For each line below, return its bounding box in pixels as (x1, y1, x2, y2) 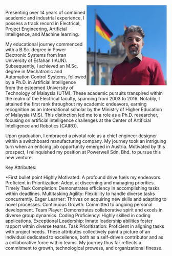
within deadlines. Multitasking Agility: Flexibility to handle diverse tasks (5, 190, 155, 197)
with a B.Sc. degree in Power (5, 47, 67, 53)
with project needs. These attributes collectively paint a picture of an (5, 229, 150, 234)
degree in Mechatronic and (5, 69, 62, 74)
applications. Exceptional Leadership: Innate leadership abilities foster (5, 218, 153, 224)
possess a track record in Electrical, (5, 20, 81, 26)
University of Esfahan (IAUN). (5, 57, 68, 63)
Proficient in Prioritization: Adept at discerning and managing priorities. (5, 180, 155, 186)
